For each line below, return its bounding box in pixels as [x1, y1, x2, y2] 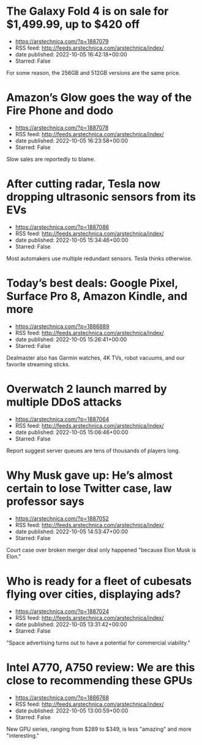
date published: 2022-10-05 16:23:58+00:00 [15, 137, 129, 144]
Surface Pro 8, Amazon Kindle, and [6, 290, 188, 303]
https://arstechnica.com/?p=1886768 [15, 693, 109, 701]
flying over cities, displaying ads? [6, 587, 181, 601]
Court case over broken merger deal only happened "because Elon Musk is [6, 546, 196, 554]
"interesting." [6, 731, 40, 739]
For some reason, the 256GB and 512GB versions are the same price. [6, 69, 181, 76]
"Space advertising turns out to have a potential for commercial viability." [6, 639, 191, 646]
